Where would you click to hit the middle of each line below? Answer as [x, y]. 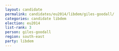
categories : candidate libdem [36, 18]
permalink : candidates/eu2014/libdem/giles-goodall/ [60, 14]
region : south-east [25, 37]
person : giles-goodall [28, 32]
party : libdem [20, 41]
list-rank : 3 [18, 28]
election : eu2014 [23, 23]
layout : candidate [24, 9]
